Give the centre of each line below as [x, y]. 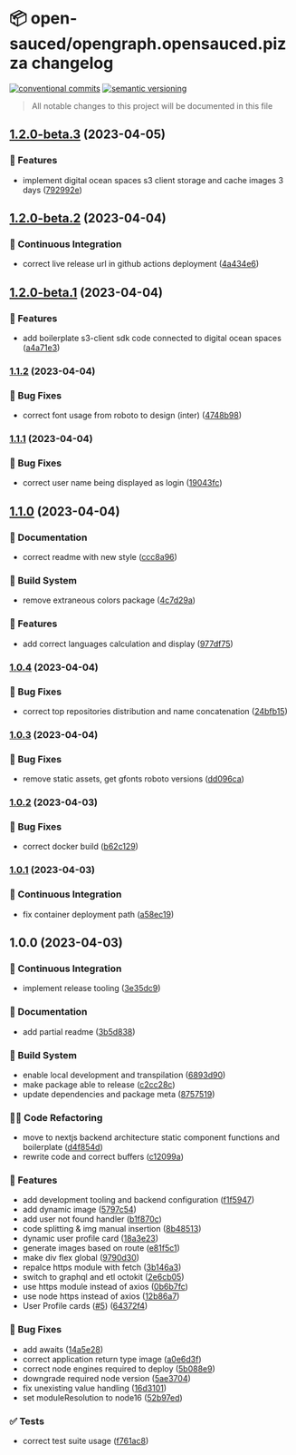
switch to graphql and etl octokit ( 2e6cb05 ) [103, 1277]
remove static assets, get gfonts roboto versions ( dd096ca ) [133, 779]
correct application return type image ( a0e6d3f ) [112, 1359]
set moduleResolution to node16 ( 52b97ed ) [102, 1397]
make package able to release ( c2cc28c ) [99, 1084]
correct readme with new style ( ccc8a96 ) [100, 557]
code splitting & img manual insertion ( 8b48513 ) [112, 1229]
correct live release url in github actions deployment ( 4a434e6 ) [141, 264]
